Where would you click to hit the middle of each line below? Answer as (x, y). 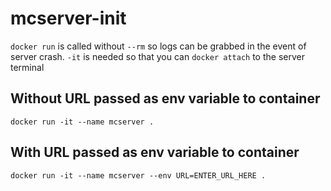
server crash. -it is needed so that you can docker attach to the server (157, 56)
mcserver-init (68, 18)
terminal (27, 67)
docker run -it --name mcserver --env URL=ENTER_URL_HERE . (138, 175)
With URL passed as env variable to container (155, 152)
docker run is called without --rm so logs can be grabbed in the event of (158, 46)
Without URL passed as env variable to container (165, 98)
